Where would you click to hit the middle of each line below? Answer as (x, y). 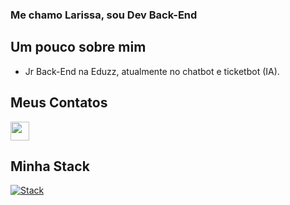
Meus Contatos (59, 103)
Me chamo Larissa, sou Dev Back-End (104, 15)
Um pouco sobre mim (78, 47)
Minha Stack (50, 166)
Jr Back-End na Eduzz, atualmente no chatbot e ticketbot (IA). (152, 71)
